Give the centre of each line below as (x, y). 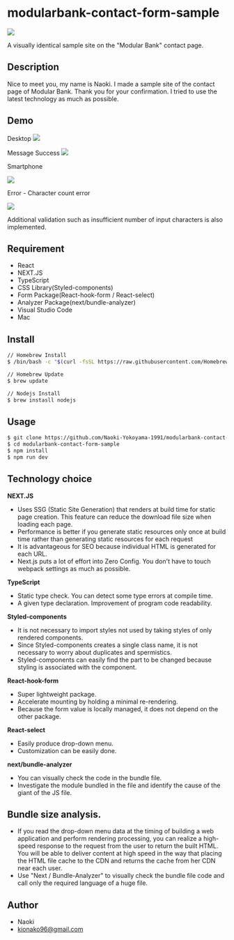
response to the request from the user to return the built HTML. (128, 846)
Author (23, 905)
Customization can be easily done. (67, 750)
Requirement (36, 249)
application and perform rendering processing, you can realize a (109, 839)
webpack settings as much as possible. (74, 568)
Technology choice (50, 479)
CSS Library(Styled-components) (65, 288)
